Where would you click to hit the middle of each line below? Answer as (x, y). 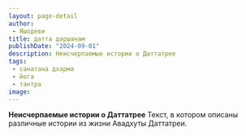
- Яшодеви (28, 31)
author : (22, 24)
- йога (23, 77)
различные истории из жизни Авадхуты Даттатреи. (98, 124)
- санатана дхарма (43, 69)
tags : (17, 62)
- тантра (27, 84)
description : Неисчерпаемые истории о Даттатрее (92, 54)
